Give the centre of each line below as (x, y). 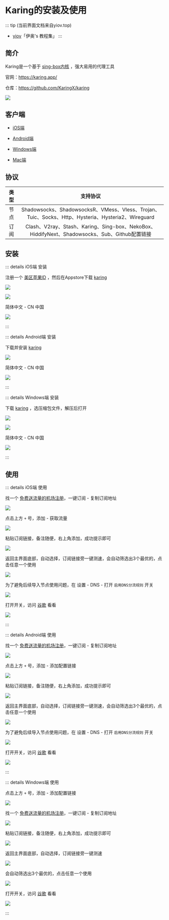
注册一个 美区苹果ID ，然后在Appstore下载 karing (56, 278)
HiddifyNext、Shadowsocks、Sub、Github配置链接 (91, 234)
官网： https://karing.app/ (31, 77)
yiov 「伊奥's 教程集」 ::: (37, 36)
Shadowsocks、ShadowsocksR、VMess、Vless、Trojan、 (91, 210)
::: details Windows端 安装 (32, 397)
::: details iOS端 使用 (26, 487)
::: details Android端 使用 (31, 635)
